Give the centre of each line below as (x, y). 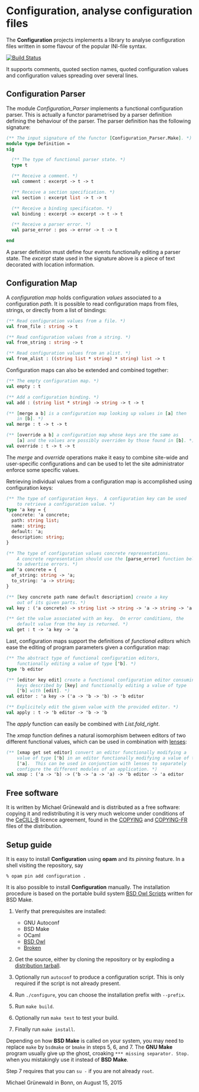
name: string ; (29, 526)
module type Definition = (38, 143)
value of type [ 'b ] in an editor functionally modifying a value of (103, 758)
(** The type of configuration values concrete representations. (88, 553)
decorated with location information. (50, 264)
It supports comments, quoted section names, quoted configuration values (97, 69)
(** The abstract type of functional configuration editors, (83, 659)
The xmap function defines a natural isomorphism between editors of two (96, 735)
